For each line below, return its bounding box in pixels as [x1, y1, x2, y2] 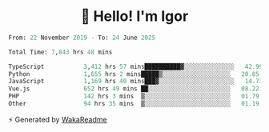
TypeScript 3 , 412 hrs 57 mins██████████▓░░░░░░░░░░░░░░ [8, 62, 235, 70]
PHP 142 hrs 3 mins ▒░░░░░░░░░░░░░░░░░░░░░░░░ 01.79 [8, 92, 260, 101]
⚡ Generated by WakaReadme [8, 114, 107, 124]
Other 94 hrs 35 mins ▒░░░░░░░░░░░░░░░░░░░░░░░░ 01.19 [8, 100, 260, 108]
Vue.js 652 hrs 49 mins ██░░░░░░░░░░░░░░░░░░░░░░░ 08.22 [8, 85, 260, 93]
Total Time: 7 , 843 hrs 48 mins [8, 48, 113, 56]
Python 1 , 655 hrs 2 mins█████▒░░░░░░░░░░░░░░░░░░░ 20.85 [8, 70, 260, 78]
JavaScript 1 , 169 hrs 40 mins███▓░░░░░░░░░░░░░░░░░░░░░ [8, 78, 235, 86]
